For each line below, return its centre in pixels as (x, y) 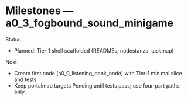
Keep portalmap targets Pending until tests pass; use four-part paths (97, 85)
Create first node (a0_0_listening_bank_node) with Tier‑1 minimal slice (98, 73)
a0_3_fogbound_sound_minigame (90, 23)
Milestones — (40, 11)
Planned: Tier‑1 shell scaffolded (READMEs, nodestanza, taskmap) (94, 50)
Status (13, 39)
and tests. (26, 79)
